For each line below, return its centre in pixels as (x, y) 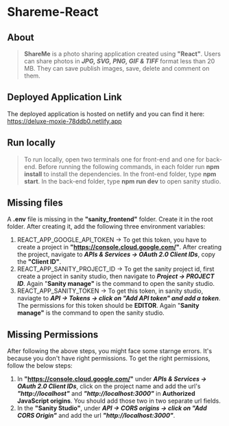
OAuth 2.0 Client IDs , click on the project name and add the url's (109, 386)
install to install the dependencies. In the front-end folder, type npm (120, 174)
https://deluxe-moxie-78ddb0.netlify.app (64, 121)
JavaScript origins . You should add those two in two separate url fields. (119, 401)
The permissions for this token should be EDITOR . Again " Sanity (108, 306)
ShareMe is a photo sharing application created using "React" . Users (122, 54)
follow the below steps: (40, 366)
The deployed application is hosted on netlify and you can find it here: (106, 113)
